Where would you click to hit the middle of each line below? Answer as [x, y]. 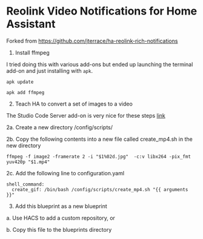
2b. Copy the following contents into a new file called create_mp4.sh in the [99, 139]
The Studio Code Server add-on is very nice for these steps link [86, 115]
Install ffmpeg [32, 52]
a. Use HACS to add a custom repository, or [61, 218]
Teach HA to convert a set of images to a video [74, 104]
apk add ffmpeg [25, 92]
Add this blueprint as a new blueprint [61, 206]
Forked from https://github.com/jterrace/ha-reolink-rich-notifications [92, 41]
